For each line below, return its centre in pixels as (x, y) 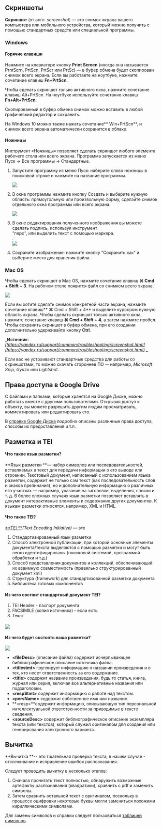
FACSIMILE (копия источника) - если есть (55, 610)
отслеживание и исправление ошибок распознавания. (62, 761)
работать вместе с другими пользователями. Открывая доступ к (73, 402)
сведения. (22, 714)
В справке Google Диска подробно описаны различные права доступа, (79, 422)
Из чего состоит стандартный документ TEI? (53, 594)
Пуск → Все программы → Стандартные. (48, 161)
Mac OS (15, 270)
